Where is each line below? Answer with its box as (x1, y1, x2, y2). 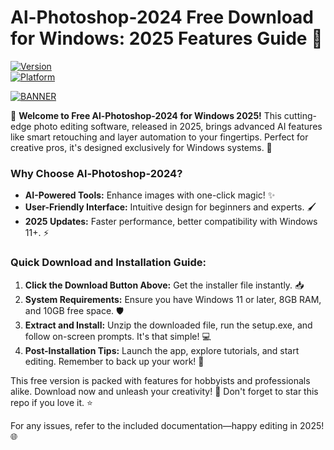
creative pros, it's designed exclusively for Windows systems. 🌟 (10, 141, 273, 153)
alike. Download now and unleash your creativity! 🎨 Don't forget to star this (10, 385, 319, 397)
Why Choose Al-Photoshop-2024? (10, 166, 183, 180)
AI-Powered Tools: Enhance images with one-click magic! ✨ (24, 189, 276, 201)
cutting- (283, 109, 317, 121)
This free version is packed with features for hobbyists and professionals (10, 374, 311, 386)
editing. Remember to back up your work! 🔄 (24, 355, 205, 367)
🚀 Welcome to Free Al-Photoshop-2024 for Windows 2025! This (10, 109, 282, 121)
